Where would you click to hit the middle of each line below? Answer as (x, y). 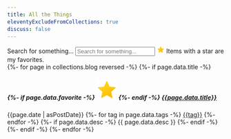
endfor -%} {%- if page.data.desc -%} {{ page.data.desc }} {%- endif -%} (113, 122)
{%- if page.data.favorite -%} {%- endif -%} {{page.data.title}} (112, 97)
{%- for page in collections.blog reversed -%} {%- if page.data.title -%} (109, 67)
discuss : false (29, 29)
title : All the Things (40, 14)
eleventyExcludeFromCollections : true (63, 22)
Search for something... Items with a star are (115, 51)
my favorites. (26, 60)
